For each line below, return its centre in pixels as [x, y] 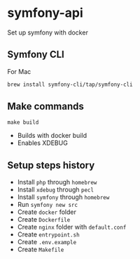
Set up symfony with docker [48, 32]
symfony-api [45, 13]
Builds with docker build [52, 136]
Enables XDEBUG [42, 143]
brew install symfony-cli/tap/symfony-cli [70, 84]
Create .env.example [47, 242]
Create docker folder [47, 212]
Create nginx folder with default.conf [72, 227]
